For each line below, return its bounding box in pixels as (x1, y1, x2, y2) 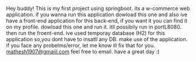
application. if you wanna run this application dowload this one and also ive (6, 11, 188, 18)
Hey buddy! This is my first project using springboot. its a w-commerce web (6, 5, 190, 12)
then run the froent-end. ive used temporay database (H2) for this (6, 30, 165, 37)
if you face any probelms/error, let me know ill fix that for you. (6, 42, 156, 49)
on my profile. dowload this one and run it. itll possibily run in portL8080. (6, 23, 182, 30)
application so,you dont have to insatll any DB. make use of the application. (6, 36, 188, 42)
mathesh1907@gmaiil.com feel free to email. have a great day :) (6, 48, 160, 55)
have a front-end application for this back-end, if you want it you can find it (6, 17, 188, 24)
